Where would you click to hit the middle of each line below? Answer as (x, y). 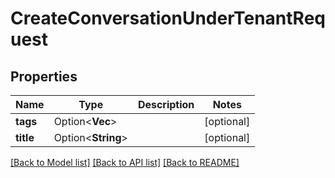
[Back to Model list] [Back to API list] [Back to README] (125, 162)
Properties (44, 76)
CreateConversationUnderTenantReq (168, 18)
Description (166, 104)
